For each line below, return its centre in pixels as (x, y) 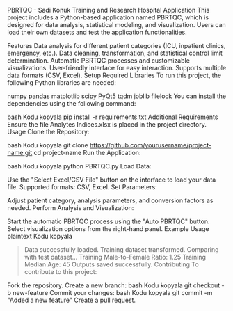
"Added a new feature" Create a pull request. (72, 300)
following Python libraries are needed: (62, 82)
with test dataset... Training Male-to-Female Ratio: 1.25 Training (115, 257)
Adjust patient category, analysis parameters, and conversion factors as (110, 200)
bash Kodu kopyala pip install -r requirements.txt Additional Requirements (113, 117)
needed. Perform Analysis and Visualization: (71, 208)
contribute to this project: (61, 272)
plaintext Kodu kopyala (40, 236)
